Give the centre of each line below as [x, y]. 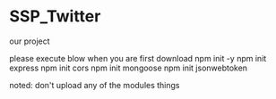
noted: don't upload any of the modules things [95, 85]
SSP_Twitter [55, 16]
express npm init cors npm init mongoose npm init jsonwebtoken [129, 68]
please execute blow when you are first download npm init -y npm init [138, 58]
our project [30, 41]
